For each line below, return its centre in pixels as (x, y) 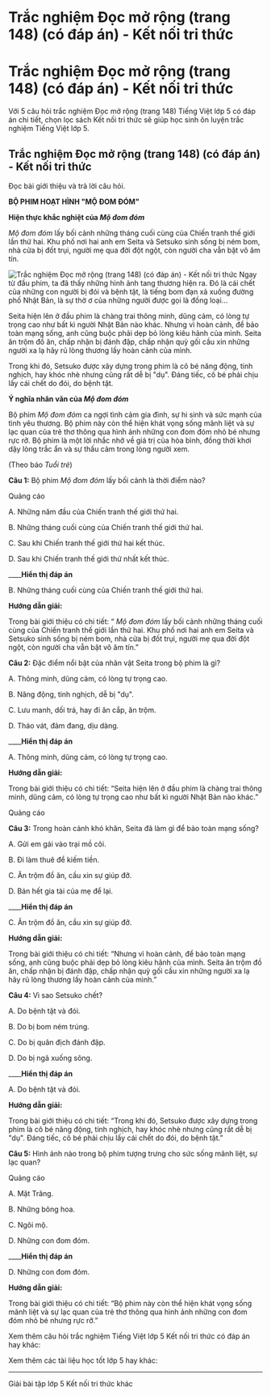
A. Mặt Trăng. (31, 1193)
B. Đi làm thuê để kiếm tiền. (54, 859)
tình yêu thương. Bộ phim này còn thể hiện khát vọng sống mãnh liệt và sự (131, 423)
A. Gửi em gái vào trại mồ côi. (57, 844)
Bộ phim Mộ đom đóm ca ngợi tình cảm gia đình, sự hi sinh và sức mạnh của (135, 414)
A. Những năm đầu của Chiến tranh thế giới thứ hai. (94, 511)
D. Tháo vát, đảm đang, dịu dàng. (64, 725)
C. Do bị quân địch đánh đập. (57, 1042)
